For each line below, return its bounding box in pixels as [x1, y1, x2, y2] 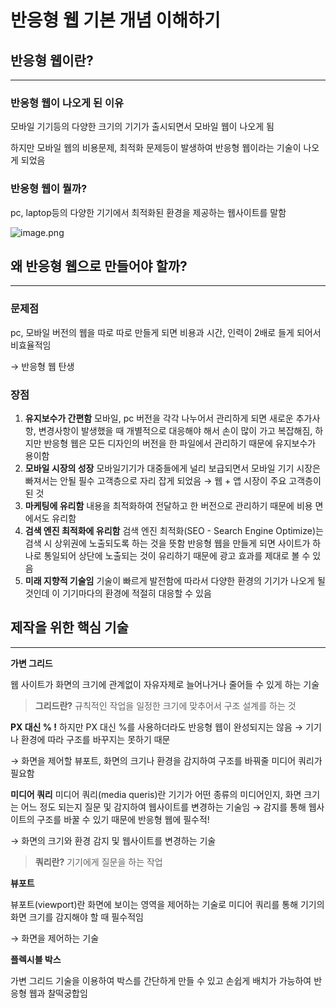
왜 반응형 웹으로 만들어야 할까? [10, 257, 188, 275]
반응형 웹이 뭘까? [10, 182, 88, 196]
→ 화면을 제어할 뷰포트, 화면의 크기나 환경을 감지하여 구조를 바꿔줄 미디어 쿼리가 [10, 754, 323, 766]
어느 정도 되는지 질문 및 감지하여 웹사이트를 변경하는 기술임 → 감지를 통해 [20, 801, 307, 813]
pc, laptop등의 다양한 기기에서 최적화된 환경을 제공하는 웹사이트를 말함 [10, 206, 287, 218]
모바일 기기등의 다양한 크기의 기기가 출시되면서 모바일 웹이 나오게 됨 [10, 121, 275, 133]
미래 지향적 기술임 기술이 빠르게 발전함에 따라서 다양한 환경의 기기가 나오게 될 [24, 575, 326, 586]
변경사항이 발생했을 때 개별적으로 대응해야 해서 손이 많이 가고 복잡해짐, [38, 425, 313, 436]
